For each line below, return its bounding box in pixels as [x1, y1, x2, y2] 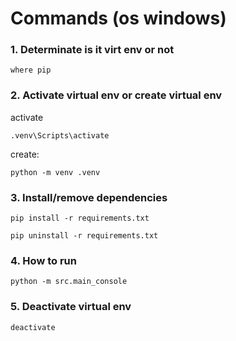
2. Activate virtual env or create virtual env [10, 88, 223, 102]
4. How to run [10, 254, 77, 267]
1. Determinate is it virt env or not [10, 43, 175, 57]
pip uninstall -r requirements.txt [10, 231, 159, 241]
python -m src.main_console [10, 277, 128, 287]
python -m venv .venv [10, 167, 101, 177]
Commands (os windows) [10, 7, 227, 30]
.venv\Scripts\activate [10, 130, 110, 141]
